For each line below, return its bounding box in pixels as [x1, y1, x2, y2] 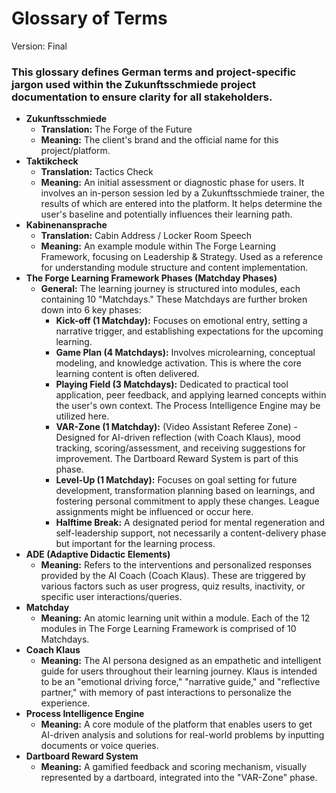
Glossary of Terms [11, 7, 168, 30]
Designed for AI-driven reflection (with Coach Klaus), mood [55, 432, 301, 444]
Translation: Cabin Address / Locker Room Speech [40, 230, 253, 242]
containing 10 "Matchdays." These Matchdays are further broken [40, 293, 308, 306]
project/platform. [40, 145, 111, 157]
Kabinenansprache [25, 219, 108, 231]
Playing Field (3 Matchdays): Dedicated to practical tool [55, 378, 289, 391]
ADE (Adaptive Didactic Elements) [25, 548, 171, 561]
